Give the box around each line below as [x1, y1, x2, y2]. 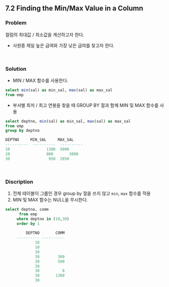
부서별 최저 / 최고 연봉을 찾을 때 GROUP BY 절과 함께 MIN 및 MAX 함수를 [12, 102, 159, 108]
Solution [5, 65, 27, 72]
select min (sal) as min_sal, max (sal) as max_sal [5, 88, 113, 93]
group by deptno [5, 128, 40, 133]
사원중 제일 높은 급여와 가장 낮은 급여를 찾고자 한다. [12, 42, 115, 48]
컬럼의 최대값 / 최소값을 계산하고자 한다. [5, 32, 84, 38]
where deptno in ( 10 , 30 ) [16, 216, 70, 221]
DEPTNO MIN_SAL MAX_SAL [5, 137, 74, 142]
